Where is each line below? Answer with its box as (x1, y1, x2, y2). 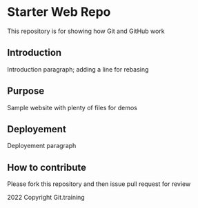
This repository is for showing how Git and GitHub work (7, 27, 165, 35)
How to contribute (7, 161, 87, 173)
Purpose (7, 85, 45, 97)
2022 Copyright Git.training (7, 194, 85, 202)
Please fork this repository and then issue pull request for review (7, 180, 191, 188)
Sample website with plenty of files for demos (7, 103, 138, 112)
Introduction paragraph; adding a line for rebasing (7, 65, 149, 73)
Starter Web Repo (7, 4, 111, 20)
